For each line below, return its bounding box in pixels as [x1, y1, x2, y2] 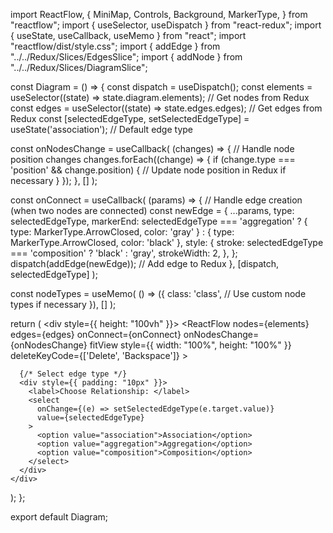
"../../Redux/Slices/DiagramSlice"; [10, 62, 148, 73]
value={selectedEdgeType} [36, 413, 145, 423]
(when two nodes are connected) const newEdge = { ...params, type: [10, 205, 295, 216]
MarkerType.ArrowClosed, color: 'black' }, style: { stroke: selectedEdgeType [10, 237, 324, 248]
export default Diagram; [10, 511, 108, 523]
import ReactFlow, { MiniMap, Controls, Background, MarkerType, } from [10, 9, 308, 20]
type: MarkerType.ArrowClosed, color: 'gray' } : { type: [10, 226, 235, 238]
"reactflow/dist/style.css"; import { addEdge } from [10, 40, 221, 52]
